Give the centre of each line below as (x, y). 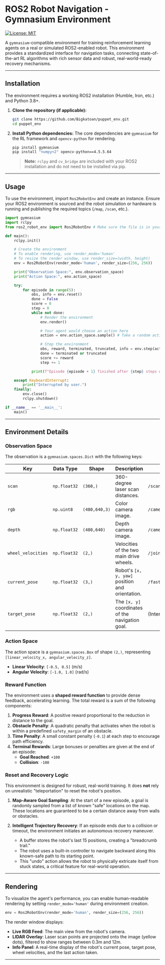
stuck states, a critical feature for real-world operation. (75, 867)
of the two (127, 550)
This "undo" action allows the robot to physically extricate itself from (89, 861)
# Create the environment (41, 249)
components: (18, 705)
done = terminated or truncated (73, 353)
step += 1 (50, 362)
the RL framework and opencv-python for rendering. (64, 138)
